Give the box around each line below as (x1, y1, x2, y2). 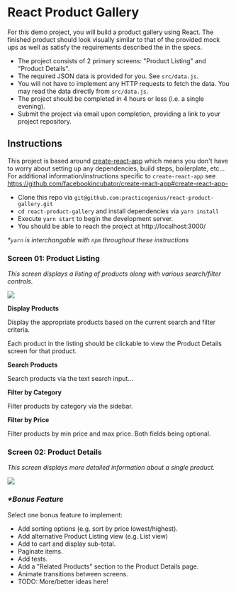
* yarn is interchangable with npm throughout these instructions (7, 235, 189, 244)
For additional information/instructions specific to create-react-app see (7, 171, 216, 180)
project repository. (17, 117, 72, 125)
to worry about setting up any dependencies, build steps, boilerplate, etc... (7, 164, 225, 173)
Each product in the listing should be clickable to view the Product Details (7, 339, 222, 348)
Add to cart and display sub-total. (17, 539, 116, 548)
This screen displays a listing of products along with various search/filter (7, 269, 221, 278)
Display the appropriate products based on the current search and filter (7, 318, 216, 327)
